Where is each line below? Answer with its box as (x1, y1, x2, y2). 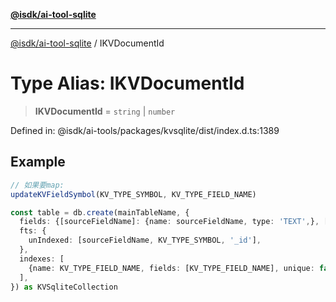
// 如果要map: (10, 180, 65, 190)
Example (10, 154, 66, 171)
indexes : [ (19, 254, 65, 264)
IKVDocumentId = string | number (34, 105, 176, 117)
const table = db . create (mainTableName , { (10, 207, 190, 218)
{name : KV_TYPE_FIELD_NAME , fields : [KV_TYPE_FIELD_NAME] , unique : (28, 263, 315, 273)
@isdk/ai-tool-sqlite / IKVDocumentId (10, 37, 165, 49)
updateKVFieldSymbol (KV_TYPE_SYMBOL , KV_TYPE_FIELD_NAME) (10, 189, 257, 199)
